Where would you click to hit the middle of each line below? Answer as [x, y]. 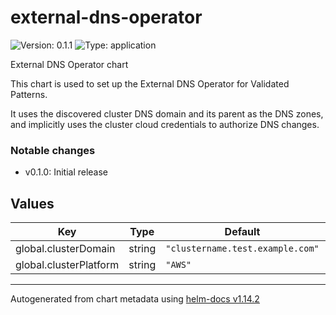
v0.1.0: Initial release [66, 172]
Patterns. [29, 94]
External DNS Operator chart [69, 64]
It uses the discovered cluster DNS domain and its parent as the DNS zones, [167, 113]
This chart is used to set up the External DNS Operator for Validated [150, 83]
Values [32, 203]
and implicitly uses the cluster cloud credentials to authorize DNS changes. [165, 124]
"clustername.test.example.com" [242, 249]
